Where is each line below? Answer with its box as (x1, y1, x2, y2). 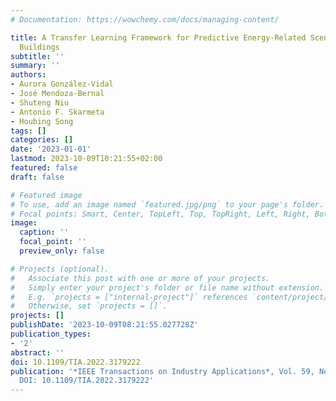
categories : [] (10, 135, 74, 145)
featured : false (10, 163, 78, 173)
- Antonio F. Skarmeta (10, 107, 105, 117)
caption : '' (19, 227, 70, 238)
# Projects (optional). (10, 264, 110, 274)
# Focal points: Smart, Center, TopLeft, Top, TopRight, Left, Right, (10, 209, 311, 219)
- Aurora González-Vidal (10, 79, 114, 90)
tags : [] (10, 126, 47, 136)
